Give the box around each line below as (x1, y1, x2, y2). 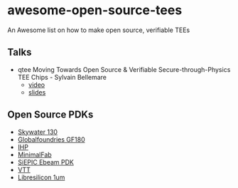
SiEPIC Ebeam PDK (17, 157, 75, 166)
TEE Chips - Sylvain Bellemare (17, 73, 107, 81)
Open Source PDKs (7, 109, 94, 121)
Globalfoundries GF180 (17, 135, 85, 144)
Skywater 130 (17, 127, 58, 136)
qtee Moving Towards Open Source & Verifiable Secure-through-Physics (17, 65, 231, 73)
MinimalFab (17, 150, 52, 159)
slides (28, 88, 46, 96)
